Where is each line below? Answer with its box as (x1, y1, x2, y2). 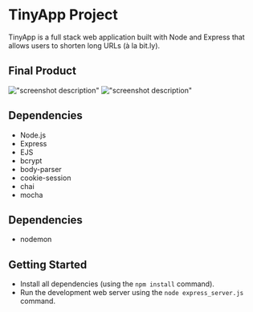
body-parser (19, 164, 62, 174)
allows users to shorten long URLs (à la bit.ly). (8, 40, 161, 50)
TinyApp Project (8, 6, 119, 24)
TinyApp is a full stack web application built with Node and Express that (8, 32, 245, 42)
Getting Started (8, 257, 88, 271)
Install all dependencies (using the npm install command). (19, 279, 215, 289)
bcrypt (19, 155, 43, 166)
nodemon (19, 235, 52, 244)
